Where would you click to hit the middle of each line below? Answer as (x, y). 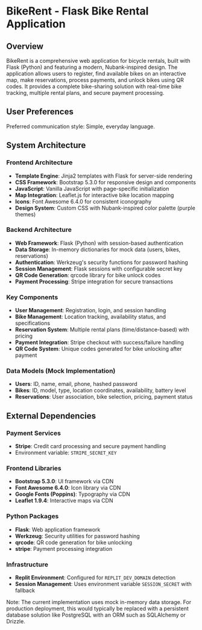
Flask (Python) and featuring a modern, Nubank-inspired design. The (92, 67)
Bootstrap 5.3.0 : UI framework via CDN (64, 481)
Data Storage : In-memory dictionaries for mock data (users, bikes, (98, 249)
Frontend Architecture (39, 162)
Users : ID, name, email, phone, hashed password (76, 384)
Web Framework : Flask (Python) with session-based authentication (99, 243)
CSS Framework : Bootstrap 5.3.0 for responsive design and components (105, 182)
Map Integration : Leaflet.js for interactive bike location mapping (94, 195)
